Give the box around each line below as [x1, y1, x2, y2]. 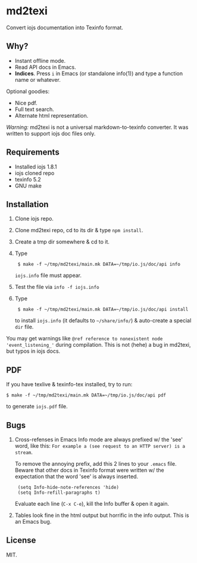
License [6, 536, 36, 546]
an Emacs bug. [14, 518, 52, 525]
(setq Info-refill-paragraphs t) [17, 490, 101, 496]
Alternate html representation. [14, 112, 89, 119]
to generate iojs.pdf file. [6, 403, 68, 410]
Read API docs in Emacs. [14, 63, 76, 70]
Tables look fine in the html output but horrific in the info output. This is [14, 512, 189, 519]
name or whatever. [14, 76, 61, 83]
